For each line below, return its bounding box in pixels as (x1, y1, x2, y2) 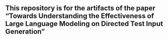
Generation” (5, 27, 45, 36)
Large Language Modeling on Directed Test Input (5, 19, 163, 28)
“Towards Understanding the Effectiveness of (5, 12, 154, 20)
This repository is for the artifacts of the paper (5, 4, 156, 12)
